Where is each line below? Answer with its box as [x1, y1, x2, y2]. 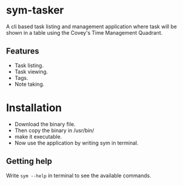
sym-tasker [6, 4, 65, 17]
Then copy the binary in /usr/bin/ [14, 127, 94, 134]
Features [6, 46, 39, 56]
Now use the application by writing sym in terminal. [14, 139, 139, 146]
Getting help [6, 156, 52, 166]
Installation [6, 101, 62, 115]
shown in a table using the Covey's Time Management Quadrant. [6, 29, 163, 36]
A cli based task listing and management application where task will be [6, 23, 177, 30]
